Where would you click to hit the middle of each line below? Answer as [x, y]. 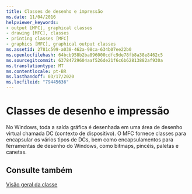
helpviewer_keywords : [32, 22]
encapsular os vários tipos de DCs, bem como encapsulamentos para [90, 139]
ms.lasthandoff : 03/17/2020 [40, 77]
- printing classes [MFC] [37, 39]
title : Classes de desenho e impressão [55, 11]
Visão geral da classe [32, 184]
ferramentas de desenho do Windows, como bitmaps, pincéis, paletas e [92, 145]
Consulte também [39, 170]
